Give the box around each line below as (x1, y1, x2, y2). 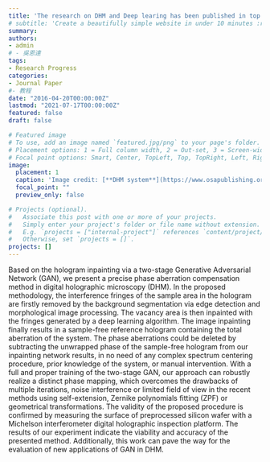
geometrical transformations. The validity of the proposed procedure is (8, 402, 243, 411)
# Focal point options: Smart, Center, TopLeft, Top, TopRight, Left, (8, 154, 250, 162)
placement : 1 (15, 168, 59, 177)
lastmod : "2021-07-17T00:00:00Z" (8, 101, 121, 109)
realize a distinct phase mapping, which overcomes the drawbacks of (8, 376, 239, 386)
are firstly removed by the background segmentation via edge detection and (8, 299, 261, 308)
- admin (8, 42, 35, 50)
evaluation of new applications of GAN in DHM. (8, 444, 165, 454)
